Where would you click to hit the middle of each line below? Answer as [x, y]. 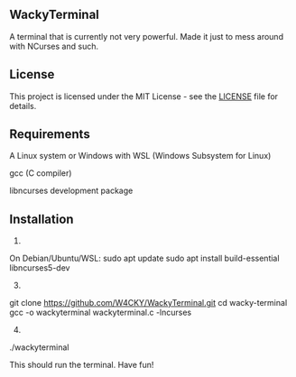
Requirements [50, 134]
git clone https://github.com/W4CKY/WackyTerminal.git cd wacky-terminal [148, 303]
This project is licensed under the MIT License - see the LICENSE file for [143, 96]
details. [23, 106]
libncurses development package [71, 191]
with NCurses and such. [54, 46]
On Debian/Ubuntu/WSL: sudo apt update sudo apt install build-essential [144, 258]
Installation [42, 219]
